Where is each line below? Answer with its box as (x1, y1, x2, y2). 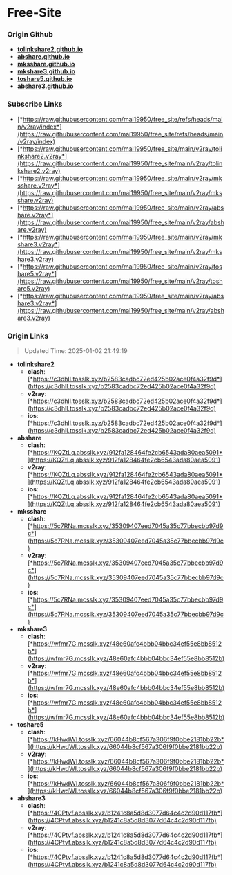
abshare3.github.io (17, 82, 74, 91)
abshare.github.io (17, 53, 70, 61)
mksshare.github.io (17, 60, 75, 69)
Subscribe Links (7, 99, 63, 109)
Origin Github (7, 30, 54, 39)
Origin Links (7, 331, 49, 341)
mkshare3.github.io (17, 67, 76, 75)
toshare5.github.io (17, 75, 72, 83)
